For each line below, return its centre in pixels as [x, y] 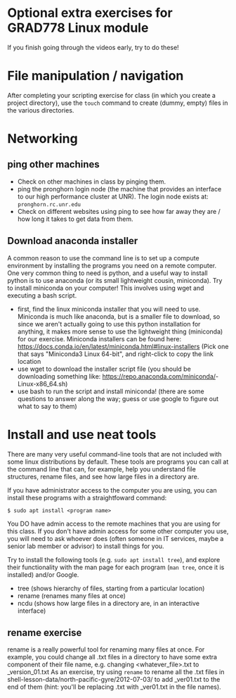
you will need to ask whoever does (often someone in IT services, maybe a [116, 538]
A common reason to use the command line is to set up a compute [103, 258]
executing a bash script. [42, 295]
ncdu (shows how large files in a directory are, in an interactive [109, 603]
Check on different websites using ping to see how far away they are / [119, 211]
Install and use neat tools [82, 434]
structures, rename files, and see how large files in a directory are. [103, 476]
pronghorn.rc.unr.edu [49, 204]
